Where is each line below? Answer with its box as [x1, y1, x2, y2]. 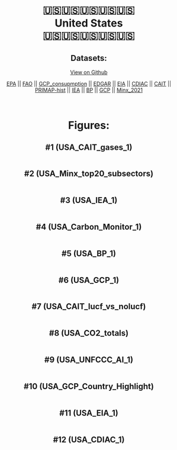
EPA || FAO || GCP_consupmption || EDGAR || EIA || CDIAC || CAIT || [6, 81, 172, 87]
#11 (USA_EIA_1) [59, 408, 118, 418]
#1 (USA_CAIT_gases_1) [45, 142, 133, 152]
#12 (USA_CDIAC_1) [53, 435, 125, 445]
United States [54, 17, 123, 30]
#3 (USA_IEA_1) [60, 195, 118, 205]
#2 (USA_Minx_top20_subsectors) [24, 169, 154, 179]
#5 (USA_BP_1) [61, 248, 117, 258]
